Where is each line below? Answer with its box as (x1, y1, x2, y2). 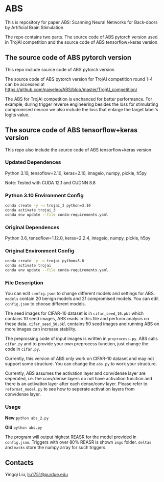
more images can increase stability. (5, 326, 77, 332)
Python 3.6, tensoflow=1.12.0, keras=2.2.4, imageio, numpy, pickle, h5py (5, 235, 151, 241)
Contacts (5, 458, 34, 467)
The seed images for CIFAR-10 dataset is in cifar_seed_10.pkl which (5, 310, 144, 316)
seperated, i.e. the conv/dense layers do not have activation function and (5, 376, 153, 382)
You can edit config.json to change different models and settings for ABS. (5, 291, 155, 297)
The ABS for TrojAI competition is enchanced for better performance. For (5, 96, 153, 102)
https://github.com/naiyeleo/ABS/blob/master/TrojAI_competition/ (5, 87, 138, 92)
